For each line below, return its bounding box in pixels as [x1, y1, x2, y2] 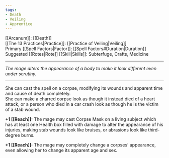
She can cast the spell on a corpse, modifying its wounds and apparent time [5, 85, 163, 91]
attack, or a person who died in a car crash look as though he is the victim [5, 101, 158, 107]
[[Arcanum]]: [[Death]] [5, 35, 52, 41]
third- [148, 127, 160, 133]
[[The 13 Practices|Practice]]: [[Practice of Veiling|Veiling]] [5, 41, 127, 47]
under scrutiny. [5, 71, 37, 77]
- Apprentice [5, 21, 33, 27]
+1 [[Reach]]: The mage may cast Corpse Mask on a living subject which [5, 116, 156, 122]
